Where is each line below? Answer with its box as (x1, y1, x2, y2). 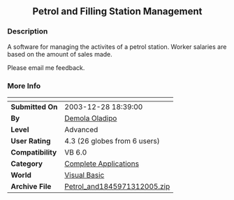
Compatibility (10, 147, 57, 157)
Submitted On (10, 101, 58, 111)
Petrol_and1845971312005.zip (64, 181, 170, 191)
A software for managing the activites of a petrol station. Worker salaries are (7, 42, 227, 51)
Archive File (10, 181, 52, 191)
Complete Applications (64, 159, 140, 169)
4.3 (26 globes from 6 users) (64, 136, 161, 145)
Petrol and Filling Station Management (32, 6, 203, 17)
